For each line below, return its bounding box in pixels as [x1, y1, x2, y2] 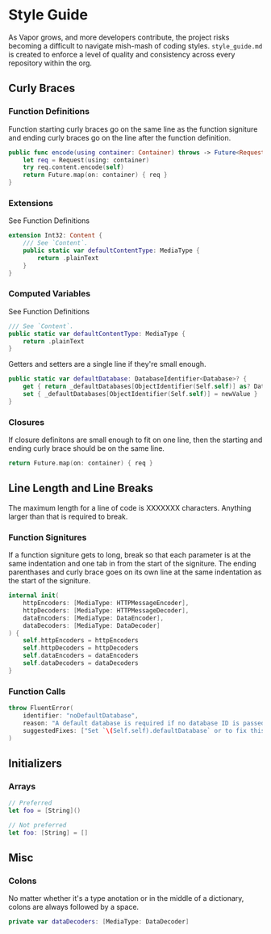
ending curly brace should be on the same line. [8, 444, 165, 453]
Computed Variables [8, 288, 91, 300]
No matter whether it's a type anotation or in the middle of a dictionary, [8, 894, 244, 903]
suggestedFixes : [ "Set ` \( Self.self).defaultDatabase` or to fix [23, 726, 248, 734]
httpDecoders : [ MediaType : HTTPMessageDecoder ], [23, 606, 190, 615]
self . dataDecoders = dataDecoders [23, 659, 139, 667]
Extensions [8, 197, 54, 208]
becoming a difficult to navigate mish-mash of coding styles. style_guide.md [8, 40, 263, 50]
